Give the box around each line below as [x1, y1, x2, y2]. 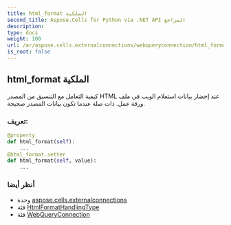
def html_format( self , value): [7, 157, 97, 165]
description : [7, 23, 45, 29]
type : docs [7, 29, 38, 36]
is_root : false [7, 49, 51, 56]
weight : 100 [7, 36, 41, 43]
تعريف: [7, 116, 29, 126]
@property [7, 132, 36, 139]
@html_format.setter [7, 151, 67, 158]
